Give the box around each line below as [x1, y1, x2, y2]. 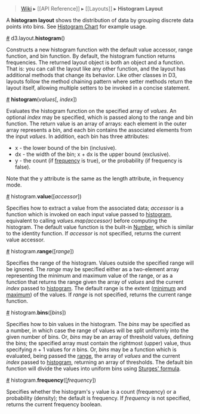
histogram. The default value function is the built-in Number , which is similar [6, 223, 194, 231]
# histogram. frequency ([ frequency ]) [6, 376, 97, 384]
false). [14, 164, 31, 170]
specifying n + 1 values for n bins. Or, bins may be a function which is [6, 346, 177, 353]
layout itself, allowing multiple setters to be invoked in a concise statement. [6, 84, 190, 91]
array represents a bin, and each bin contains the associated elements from [6, 127, 192, 133]
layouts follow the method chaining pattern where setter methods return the [6, 78, 193, 85]
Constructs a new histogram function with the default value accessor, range [6, 46, 193, 53]
